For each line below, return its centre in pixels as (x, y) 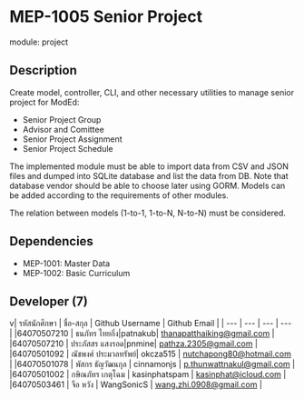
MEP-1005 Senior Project (106, 17)
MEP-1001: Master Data (66, 263)
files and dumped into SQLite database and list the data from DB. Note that (149, 175)
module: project (39, 42)
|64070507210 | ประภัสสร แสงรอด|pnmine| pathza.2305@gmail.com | (134, 344)
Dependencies (51, 241)
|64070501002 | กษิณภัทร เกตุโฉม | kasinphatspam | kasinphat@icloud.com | (148, 374)
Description (43, 70)
